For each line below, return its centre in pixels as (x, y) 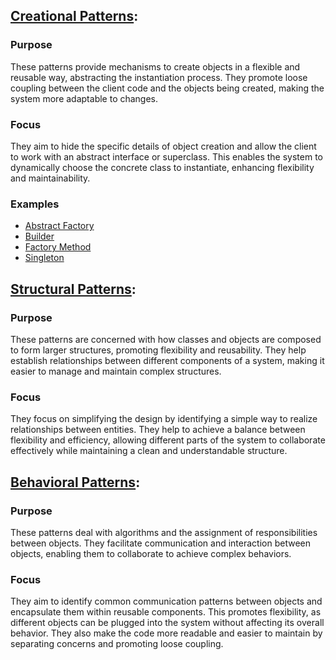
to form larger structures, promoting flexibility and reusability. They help (158, 350)
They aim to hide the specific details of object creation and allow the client (163, 146)
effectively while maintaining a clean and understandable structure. (149, 451)
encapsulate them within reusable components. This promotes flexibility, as (166, 612)
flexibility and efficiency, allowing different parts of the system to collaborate (168, 440)
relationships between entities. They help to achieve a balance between (158, 430)
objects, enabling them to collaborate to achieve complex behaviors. (151, 553)
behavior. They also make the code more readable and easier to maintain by (166, 633)
